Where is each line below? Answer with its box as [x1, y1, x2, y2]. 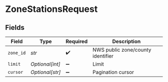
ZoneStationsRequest [5, 3, 98, 15]
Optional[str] [30, 69, 61, 76]
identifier [92, 53, 114, 59]
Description [112, 38, 141, 45]
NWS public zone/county [92, 46, 151, 53]
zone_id [7, 50, 26, 56]
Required [65, 38, 88, 45]
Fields [5, 23, 25, 32]
